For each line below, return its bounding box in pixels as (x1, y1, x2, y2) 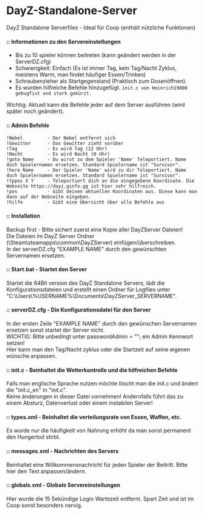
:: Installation (6, 212, 41, 219)
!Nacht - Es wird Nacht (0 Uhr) (6, 151, 111, 158)
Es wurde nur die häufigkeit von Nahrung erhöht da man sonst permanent (6, 427, 191, 434)
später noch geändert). (6, 108, 65, 115)
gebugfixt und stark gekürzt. (15, 90, 93, 97)
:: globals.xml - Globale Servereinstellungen (6, 481, 121, 489)
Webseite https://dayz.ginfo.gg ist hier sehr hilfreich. (6, 183, 157, 189)
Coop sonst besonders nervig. (6, 502, 83, 509)
